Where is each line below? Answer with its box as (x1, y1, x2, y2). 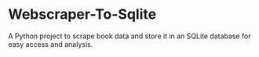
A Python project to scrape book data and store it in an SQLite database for (8, 31, 251, 41)
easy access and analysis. (8, 39, 93, 48)
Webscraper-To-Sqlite (8, 5, 157, 23)
